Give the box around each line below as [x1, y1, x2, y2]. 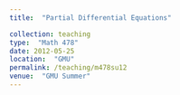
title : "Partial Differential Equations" [9, 13, 172, 23]
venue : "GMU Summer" [9, 71, 91, 81]
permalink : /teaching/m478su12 [9, 63, 128, 72]
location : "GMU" [9, 55, 75, 64]
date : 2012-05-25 [9, 46, 75, 55]
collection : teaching [9, 29, 91, 39]
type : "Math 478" [9, 38, 79, 47]
